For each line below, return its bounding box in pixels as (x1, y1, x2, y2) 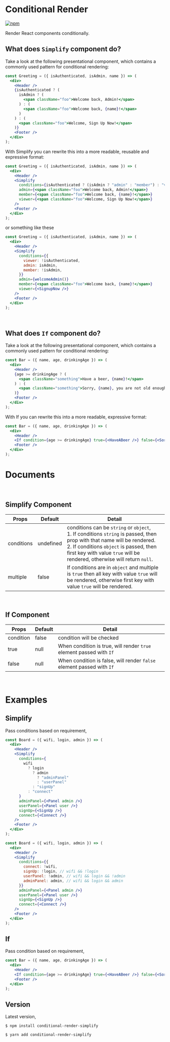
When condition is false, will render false (58, 657, 156, 664)
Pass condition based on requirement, (5, 948, 84, 954)
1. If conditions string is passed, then (66, 530, 157, 537)
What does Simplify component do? (5, 45, 121, 54)
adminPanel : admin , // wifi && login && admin (23, 878, 123, 883)
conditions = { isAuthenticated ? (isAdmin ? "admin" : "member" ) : (18, 182, 159, 188)
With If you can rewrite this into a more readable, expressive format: (5, 414, 147, 420)
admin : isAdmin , (23, 262, 58, 268)
